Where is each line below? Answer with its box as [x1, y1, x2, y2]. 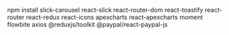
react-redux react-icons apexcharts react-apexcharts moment [26, 13, 203, 21]
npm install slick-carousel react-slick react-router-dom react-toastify [7, 6, 204, 14]
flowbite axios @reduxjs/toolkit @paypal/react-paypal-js [7, 21, 168, 28]
